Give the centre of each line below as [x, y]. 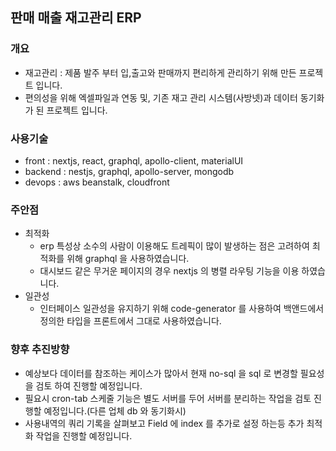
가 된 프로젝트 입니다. [66, 110]
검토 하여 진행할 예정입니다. [89, 385]
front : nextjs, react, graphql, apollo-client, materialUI [134, 160]
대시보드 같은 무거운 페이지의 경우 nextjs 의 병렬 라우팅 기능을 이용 [169, 271]
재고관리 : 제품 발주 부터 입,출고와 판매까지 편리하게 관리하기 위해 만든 [160, 72]
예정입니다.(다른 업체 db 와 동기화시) [115, 410]
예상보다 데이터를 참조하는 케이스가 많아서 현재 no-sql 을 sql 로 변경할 [161, 373]
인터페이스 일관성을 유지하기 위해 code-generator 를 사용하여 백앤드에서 [182, 309]
